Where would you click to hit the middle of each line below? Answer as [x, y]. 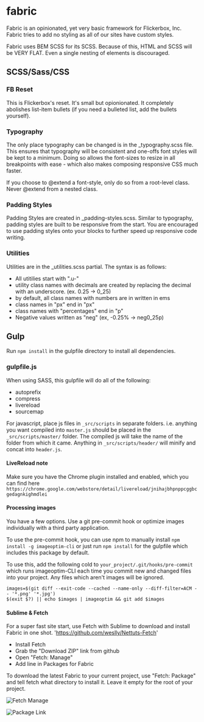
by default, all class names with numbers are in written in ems [93, 298]
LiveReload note [27, 463]
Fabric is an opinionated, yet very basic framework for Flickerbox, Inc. [94, 28]
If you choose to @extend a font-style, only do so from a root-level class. [98, 182]
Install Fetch [30, 645]
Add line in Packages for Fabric [55, 664]
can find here [23, 483]
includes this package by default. [48, 552]
